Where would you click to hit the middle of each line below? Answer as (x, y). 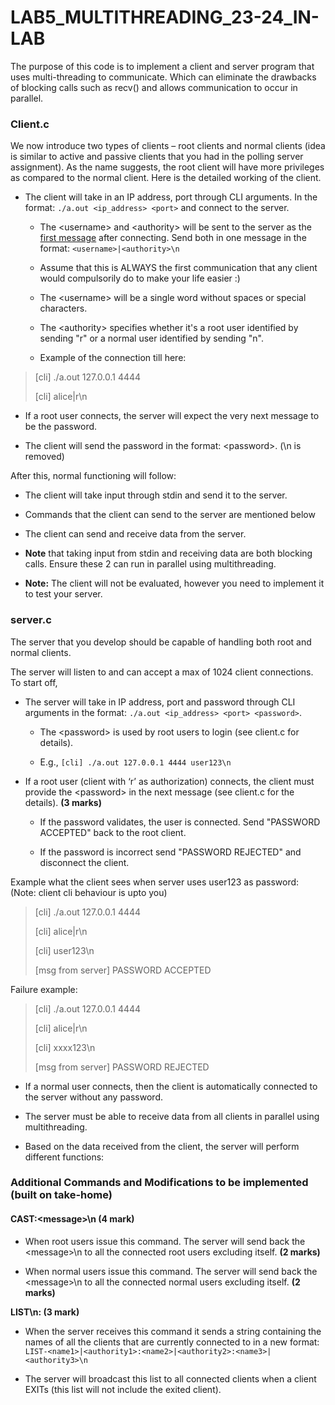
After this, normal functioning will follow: (93, 476)
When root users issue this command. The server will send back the (165, 1241)
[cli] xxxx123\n (65, 1047)
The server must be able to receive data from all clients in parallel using (172, 1116)
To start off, (34, 682)
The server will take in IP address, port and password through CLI (160, 702)
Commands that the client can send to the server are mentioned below (170, 515)
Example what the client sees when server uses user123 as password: (155, 882)
